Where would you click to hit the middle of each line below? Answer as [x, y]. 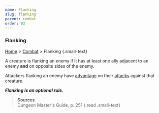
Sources [26, 100]
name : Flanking [21, 10]
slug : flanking [21, 14]
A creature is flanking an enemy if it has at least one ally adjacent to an [77, 61]
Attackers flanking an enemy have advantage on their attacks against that [80, 75]
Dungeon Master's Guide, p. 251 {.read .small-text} [69, 105]
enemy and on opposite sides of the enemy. [50, 66]
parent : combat [21, 19]
